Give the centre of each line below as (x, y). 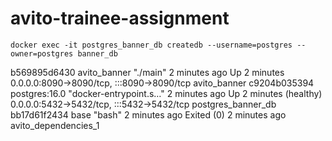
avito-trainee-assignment (120, 18)
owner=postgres (42, 53)
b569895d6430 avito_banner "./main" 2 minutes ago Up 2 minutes (147, 72)
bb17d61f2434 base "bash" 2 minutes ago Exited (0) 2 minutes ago (148, 114)
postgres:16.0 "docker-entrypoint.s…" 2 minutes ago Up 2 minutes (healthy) (166, 93)
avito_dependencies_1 (55, 125)
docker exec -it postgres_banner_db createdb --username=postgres (151, 45)
